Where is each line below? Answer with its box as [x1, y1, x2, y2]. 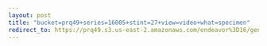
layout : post [8, 11, 52, 19]
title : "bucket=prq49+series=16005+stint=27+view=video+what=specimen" [8, 19, 250, 27]
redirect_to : [8, 26, 52, 34]
